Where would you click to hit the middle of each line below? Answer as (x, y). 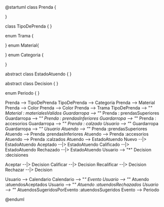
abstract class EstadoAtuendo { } (39, 74)
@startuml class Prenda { (31, 7)
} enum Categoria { (25, 55)
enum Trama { (19, 36)
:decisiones (17, 155)
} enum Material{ (22, 45)
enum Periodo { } (22, 93)
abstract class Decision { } (32, 84)
